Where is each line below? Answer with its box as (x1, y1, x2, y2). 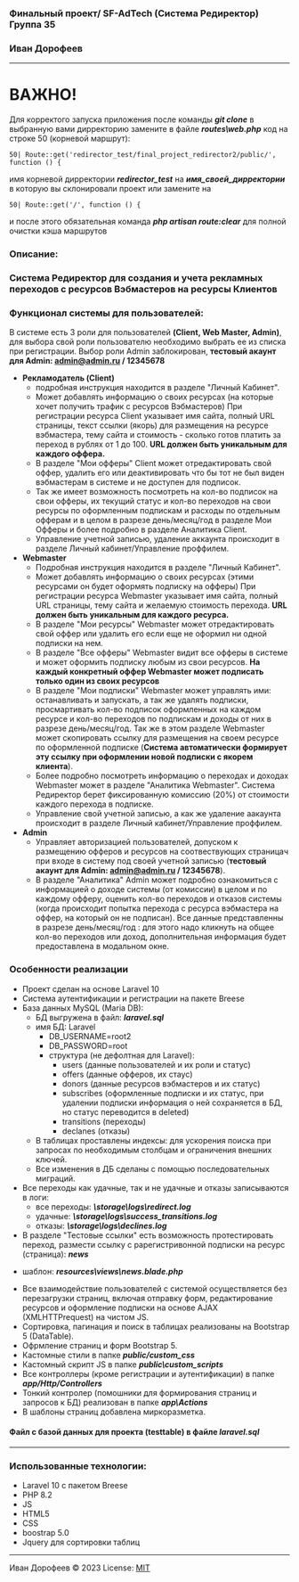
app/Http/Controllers (21, 1378, 102, 1389)
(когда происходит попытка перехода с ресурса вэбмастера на (35, 903, 279, 914)
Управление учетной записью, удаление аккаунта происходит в (35, 534, 280, 545)
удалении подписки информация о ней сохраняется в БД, (61, 1097, 283, 1108)
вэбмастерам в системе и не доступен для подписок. (35, 477, 242, 488)
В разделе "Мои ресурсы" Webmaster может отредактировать (35, 619, 275, 630)
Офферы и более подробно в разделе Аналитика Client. (35, 524, 247, 535)
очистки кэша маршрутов (9, 225, 108, 236)
